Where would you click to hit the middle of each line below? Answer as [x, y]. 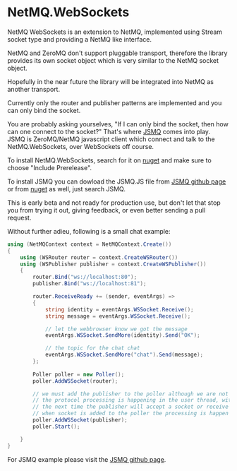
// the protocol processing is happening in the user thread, [126, 400]
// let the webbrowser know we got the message [116, 329]
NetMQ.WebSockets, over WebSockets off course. [80, 146]
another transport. [34, 89]
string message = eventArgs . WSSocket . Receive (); [118, 316]
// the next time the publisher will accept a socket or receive [131, 407]
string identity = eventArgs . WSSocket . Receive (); [119, 309]
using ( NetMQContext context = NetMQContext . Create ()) [90, 244]
